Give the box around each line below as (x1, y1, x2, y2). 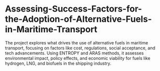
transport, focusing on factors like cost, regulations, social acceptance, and (5, 45, 156, 51)
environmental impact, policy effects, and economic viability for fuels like (5, 55, 151, 61)
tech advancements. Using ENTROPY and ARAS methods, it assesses (5, 50, 144, 56)
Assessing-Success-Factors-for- (5, 3, 142, 14)
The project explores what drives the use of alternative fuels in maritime (5, 40, 148, 45)
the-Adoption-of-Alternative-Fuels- (5, 14, 152, 25)
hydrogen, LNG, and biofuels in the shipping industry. (5, 60, 112, 66)
